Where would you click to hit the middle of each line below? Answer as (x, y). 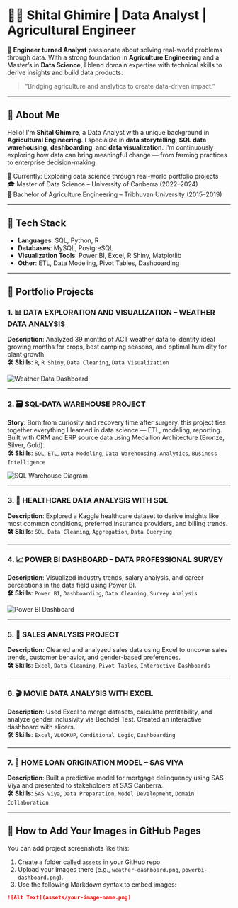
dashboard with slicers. (41, 727)
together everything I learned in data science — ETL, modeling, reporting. (115, 430)
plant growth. (27, 354)
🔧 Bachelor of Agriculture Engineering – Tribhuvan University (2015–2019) (115, 194)
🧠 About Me (34, 115)
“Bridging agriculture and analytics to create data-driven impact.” (120, 86)
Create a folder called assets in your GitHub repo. (90, 862)
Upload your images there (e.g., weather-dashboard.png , (99, 869)
